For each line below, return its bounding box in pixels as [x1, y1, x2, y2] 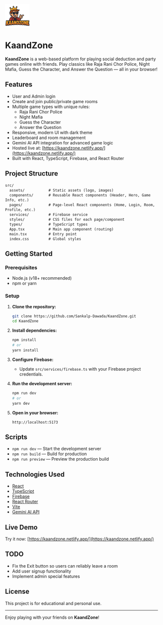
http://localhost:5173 [12, 420, 58, 425]
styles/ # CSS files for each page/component [9, 217, 125, 222]
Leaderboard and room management [12, 135, 86, 141]
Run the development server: [12, 380, 73, 386]
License [5, 588, 30, 596]
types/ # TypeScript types [9, 222, 88, 227]
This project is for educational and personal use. [5, 600, 102, 606]
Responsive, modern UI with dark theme [12, 129, 93, 135]
